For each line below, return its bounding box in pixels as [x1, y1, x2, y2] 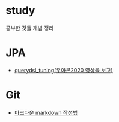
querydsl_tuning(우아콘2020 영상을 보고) [14, 66, 113, 74]
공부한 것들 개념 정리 [5, 24, 54, 31]
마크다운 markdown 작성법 [14, 109, 78, 116]
